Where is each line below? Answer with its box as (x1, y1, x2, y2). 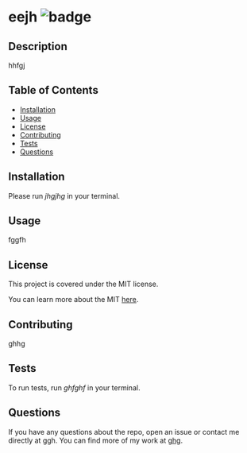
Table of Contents (8, 83, 99, 97)
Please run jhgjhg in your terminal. (8, 191, 121, 200)
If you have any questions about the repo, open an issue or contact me (8, 427, 240, 436)
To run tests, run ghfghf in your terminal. (8, 382, 141, 393)
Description (8, 40, 68, 53)
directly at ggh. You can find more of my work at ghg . (8, 436, 183, 445)
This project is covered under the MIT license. (8, 279, 159, 289)
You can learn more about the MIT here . (8, 295, 139, 304)
